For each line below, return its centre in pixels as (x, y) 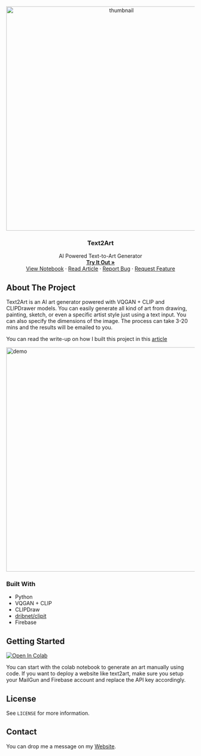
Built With (21, 584)
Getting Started (36, 641)
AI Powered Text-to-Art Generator (100, 256)
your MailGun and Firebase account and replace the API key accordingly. (96, 680)
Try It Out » (100, 263)
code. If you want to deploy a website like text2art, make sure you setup (95, 673)
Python (24, 597)
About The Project (41, 287)
